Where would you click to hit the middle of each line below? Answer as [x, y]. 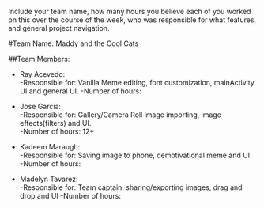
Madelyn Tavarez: [49, 179]
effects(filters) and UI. [55, 123]
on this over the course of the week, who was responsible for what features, [132, 20]
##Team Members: [39, 59]
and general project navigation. [59, 28]
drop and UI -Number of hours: [70, 196]
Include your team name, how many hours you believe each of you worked [130, 11]
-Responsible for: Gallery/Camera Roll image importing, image [120, 115]
